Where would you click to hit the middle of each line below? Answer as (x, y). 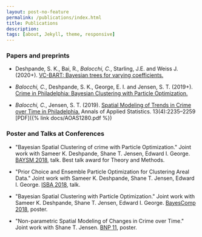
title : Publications (32, 23)
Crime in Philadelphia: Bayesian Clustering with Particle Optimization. (101, 93)
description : (23, 29)
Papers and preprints (38, 56)
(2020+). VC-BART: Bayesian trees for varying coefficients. (89, 75)
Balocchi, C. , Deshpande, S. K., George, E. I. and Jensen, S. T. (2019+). (104, 87)
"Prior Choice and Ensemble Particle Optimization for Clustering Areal (102, 172)
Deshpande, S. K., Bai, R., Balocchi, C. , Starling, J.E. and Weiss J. (96, 69)
